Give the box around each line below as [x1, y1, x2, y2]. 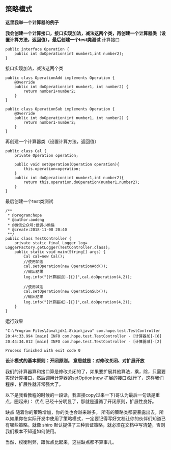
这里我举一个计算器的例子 [5, 19, 59, 25]
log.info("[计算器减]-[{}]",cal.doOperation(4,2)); [23, 299, 132, 304]
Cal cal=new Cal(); [23, 254, 65, 259]
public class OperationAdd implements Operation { [5, 75, 115, 80]
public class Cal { [5, 148, 47, 154]
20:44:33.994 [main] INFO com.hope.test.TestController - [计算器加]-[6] [5, 333, 162, 339]
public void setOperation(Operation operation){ [14, 162, 120, 167]
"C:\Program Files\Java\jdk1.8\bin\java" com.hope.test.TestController [5, 328, 160, 333]
